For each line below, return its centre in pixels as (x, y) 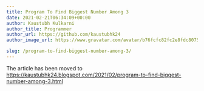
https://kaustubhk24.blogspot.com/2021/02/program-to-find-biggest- (94, 75)
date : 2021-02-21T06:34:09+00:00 (49, 18)
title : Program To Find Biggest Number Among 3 (68, 12)
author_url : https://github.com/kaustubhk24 (63, 35)
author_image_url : (29, 40)
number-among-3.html (35, 81)
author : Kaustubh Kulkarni (40, 23)
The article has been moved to (45, 68)
